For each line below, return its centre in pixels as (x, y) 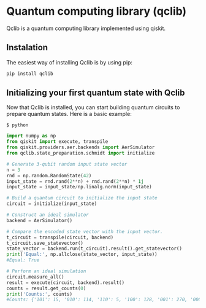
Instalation (27, 48)
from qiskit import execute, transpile (57, 142)
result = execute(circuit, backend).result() (65, 283)
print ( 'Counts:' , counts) (39, 294)
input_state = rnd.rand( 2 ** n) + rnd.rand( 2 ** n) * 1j (75, 181)
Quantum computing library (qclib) (97, 11)
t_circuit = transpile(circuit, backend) (60, 237)
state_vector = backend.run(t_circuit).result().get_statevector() (94, 249)
